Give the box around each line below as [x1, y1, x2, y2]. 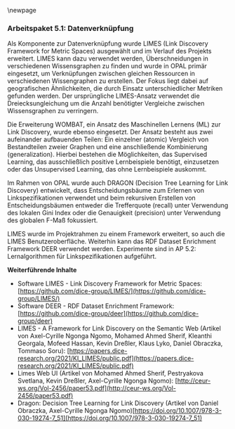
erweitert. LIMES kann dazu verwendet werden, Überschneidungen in [7, 54, 209, 63]
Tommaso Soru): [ [17, 347, 70, 355]
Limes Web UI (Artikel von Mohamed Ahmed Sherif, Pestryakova [17, 369, 203, 378]
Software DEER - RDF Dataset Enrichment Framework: [17, 302, 175, 310]
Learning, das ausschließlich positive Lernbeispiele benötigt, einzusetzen [7, 158, 220, 166]
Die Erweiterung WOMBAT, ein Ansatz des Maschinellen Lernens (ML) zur [7, 120, 221, 129]
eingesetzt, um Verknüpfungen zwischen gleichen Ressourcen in [7, 70, 195, 78]
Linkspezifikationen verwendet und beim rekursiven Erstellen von [7, 193, 196, 203]
